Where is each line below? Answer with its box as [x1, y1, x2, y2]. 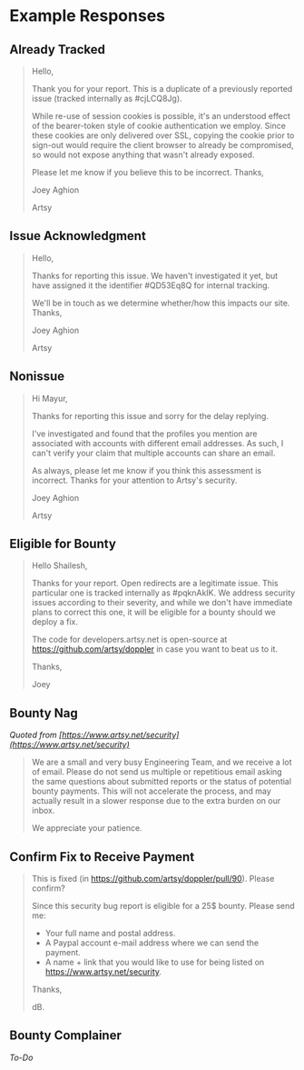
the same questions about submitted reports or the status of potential [31, 776, 292, 787]
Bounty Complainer [9, 1028, 123, 1044]
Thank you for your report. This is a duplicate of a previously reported [31, 84, 293, 94]
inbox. [31, 805, 55, 816]
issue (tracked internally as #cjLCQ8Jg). [31, 93, 183, 104]
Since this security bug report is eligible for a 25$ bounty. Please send [31, 901, 295, 912]
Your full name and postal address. [44, 928, 176, 939]
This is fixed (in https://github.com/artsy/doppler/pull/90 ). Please [31, 874, 275, 885]
